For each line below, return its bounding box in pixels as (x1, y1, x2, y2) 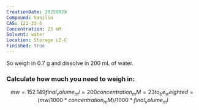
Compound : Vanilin (6, 15, 53, 21)
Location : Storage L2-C (6, 37, 67, 43)
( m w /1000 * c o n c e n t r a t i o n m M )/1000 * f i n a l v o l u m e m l (37, 96, 168, 105)
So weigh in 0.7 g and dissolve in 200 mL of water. (6, 59, 133, 67)
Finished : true (6, 43, 45, 49)
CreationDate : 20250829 (6, 9, 67, 15)
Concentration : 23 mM (6, 26, 62, 32)
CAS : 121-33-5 (6, 20, 43, 26)
